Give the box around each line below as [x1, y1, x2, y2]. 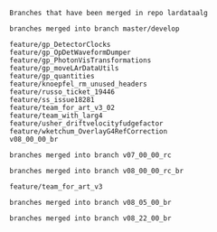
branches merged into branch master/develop [9, 24, 180, 33]
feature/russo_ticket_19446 [9, 88, 116, 97]
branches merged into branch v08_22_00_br [9, 214, 172, 223]
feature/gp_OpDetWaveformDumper [9, 48, 131, 57]
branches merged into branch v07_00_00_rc [9, 151, 172, 160]
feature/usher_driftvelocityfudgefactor [9, 119, 165, 128]
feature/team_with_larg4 [9, 111, 103, 120]
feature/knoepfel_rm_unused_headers [9, 79, 147, 88]
